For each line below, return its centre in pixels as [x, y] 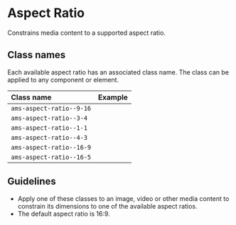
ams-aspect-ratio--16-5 [51, 157]
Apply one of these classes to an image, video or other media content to [123, 198]
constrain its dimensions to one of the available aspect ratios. [107, 206]
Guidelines [32, 181]
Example [113, 97]
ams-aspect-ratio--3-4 [49, 118]
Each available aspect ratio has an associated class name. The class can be [118, 72]
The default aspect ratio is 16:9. [64, 214]
